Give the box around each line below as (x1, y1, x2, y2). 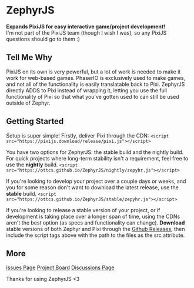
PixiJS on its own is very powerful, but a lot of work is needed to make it (6, 68, 181, 75)
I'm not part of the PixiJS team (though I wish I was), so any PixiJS (6, 29, 167, 36)
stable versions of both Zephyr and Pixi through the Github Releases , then (6, 225, 185, 232)
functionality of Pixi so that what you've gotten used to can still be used (6, 93, 179, 100)
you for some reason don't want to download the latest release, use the (6, 183, 179, 191)
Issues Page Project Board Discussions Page (6, 264, 115, 271)
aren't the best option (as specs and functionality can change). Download (6, 219, 185, 226)
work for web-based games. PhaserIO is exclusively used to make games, (6, 74, 186, 81)
